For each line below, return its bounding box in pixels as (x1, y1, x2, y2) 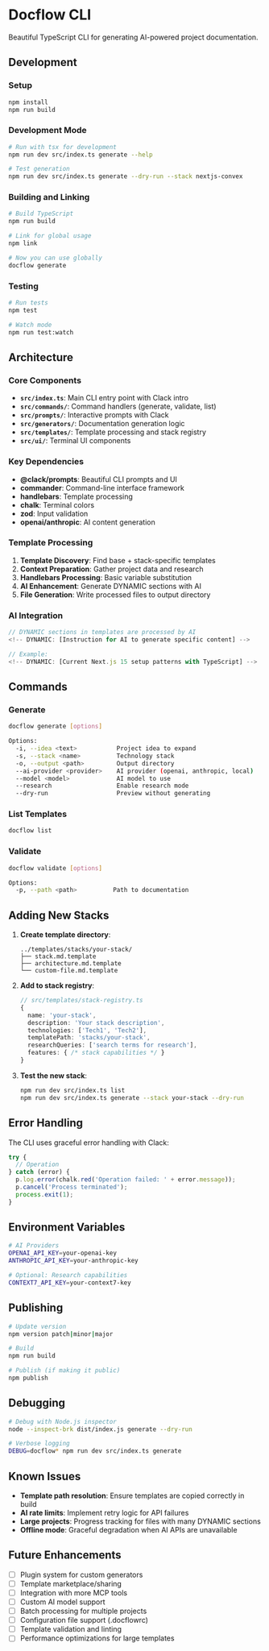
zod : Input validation (19, 508, 89, 518)
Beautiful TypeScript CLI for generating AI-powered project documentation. (8, 32, 259, 42)
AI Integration (8, 610, 63, 621)
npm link (8, 239, 38, 247)
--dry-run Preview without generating (15, 790, 211, 798)
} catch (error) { (8, 1168, 70, 1176)
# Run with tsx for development (8, 143, 117, 151)
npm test (8, 306, 38, 314)
